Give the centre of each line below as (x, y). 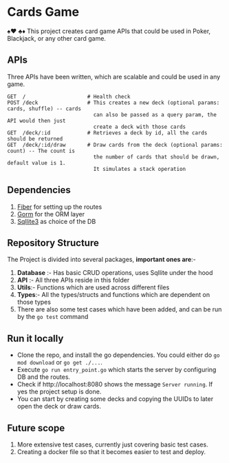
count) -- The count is (41, 151)
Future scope (36, 428)
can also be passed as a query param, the (155, 114)
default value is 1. (37, 163)
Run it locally (35, 338)
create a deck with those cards (140, 127)
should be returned (35, 138)
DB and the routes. (44, 377)
